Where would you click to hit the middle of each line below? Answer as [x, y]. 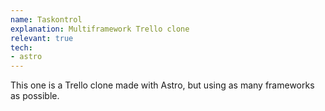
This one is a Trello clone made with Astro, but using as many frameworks [162, 85]
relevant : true [42, 38]
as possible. [35, 96]
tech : [21, 47]
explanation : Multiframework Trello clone [100, 29]
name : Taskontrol [46, 19]
